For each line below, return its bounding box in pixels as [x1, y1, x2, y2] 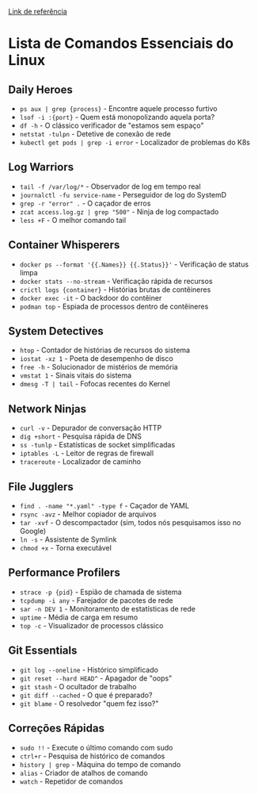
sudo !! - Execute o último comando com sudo [19, 742, 173, 752]
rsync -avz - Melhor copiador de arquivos [19, 509, 157, 519]
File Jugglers [8, 480, 74, 493]
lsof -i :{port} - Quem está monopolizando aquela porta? [19, 113, 215, 121]
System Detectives [8, 324, 104, 338]
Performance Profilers [8, 566, 120, 580]
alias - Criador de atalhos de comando [19, 768, 148, 777]
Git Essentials [8, 644, 78, 658]
